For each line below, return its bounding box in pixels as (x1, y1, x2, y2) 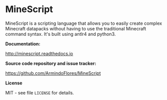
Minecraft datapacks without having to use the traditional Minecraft (5, 25, 147, 31)
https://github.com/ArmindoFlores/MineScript (5, 70, 101, 76)
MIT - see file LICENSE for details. (5, 89, 74, 95)
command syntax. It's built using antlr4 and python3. (5, 31, 116, 37)
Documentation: (5, 40, 41, 46)
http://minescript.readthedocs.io (5, 51, 73, 57)
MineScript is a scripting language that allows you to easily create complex (5, 20, 162, 26)
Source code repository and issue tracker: (5, 60, 97, 66)
